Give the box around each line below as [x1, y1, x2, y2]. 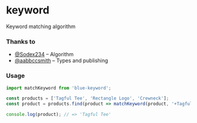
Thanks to [6, 37, 36, 46]
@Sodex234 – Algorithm [14, 51, 74, 58]
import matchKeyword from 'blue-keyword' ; [6, 85, 111, 91]
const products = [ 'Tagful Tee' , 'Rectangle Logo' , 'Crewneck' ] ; [6, 95, 169, 101]
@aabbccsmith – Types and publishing [14, 57, 108, 64]
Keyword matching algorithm [6, 23, 76, 30]
